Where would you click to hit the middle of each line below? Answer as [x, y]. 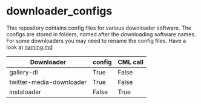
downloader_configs [59, 11]
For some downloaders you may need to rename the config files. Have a [96, 41]
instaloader [25, 92]
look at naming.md [29, 47]
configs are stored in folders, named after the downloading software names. [101, 34]
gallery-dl [24, 72]
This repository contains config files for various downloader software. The [99, 28]
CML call [131, 62]
